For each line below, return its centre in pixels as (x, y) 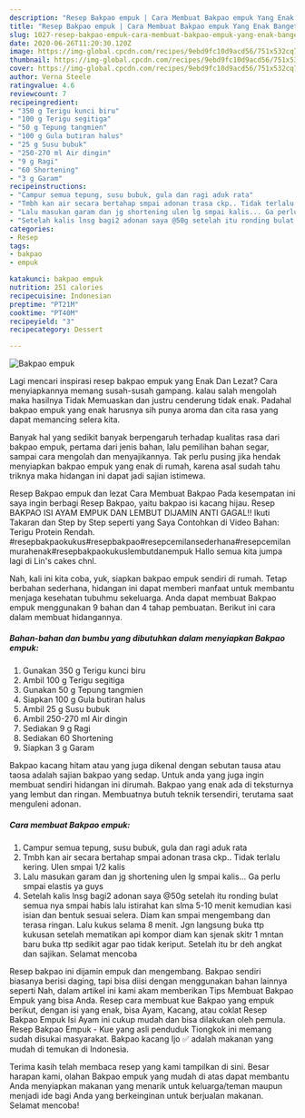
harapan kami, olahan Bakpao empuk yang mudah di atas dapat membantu (149, 1076)
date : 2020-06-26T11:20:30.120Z (70, 43)
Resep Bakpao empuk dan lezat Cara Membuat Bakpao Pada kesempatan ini (152, 494)
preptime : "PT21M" (44, 304)
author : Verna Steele (50, 77)
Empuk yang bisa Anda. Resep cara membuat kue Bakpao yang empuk (142, 1001)
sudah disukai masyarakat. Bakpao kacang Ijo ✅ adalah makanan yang (142, 1039)
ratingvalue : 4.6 (42, 85)
